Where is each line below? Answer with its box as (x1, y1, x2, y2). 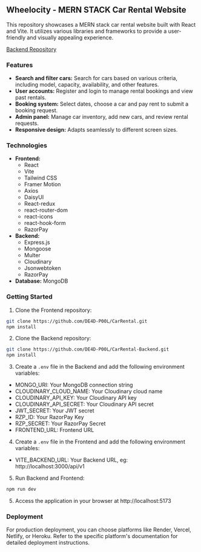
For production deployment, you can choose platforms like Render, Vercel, (6, 526, 192, 533)
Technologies (6, 141, 47, 150)
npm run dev (6, 486, 36, 493)
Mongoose (24, 245, 51, 252)
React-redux (24, 200, 56, 207)
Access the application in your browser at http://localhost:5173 (15, 497, 171, 505)
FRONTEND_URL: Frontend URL (15, 426, 94, 434)
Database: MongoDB (15, 277, 68, 284)
